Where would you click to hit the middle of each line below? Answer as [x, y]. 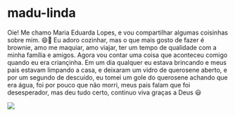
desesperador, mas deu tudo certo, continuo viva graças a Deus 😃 [104, 92]
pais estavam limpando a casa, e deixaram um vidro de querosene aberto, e [117, 70]
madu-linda [42, 13]
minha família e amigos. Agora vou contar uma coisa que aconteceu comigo [118, 55]
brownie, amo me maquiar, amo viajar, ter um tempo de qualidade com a [112, 47]
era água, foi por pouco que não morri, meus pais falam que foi [99, 85]
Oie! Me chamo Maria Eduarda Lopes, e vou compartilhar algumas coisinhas [118, 32]
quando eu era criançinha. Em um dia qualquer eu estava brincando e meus [117, 62]
